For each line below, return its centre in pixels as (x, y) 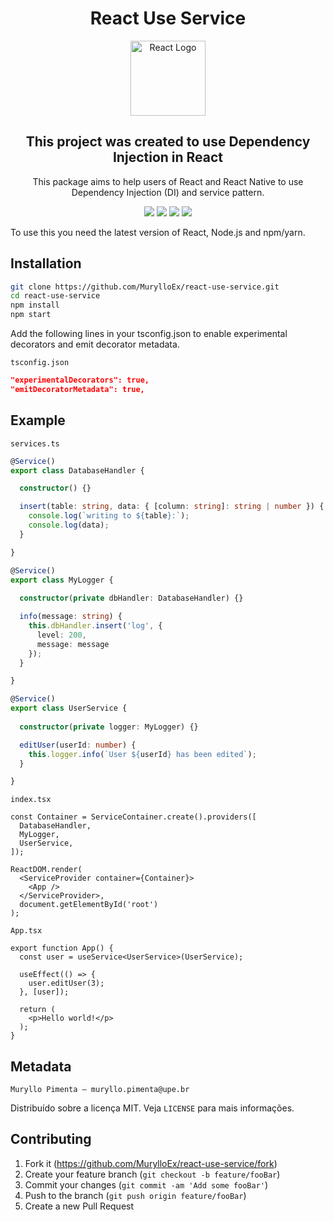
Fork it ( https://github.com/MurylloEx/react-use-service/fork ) (151, 1163)
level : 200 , (61, 635)
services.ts (35, 443)
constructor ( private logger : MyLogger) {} (109, 727)
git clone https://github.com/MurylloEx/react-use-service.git (145, 287)
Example (38, 420)
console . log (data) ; (69, 525)
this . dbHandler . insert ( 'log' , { (95, 626)
